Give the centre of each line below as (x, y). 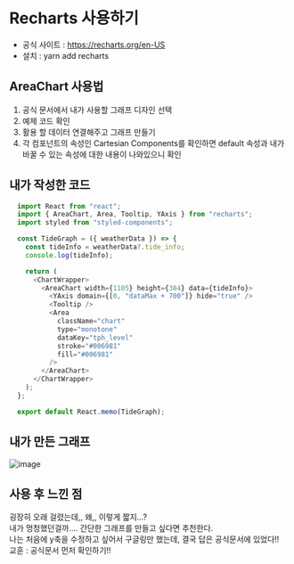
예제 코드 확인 (46, 120)
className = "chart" (91, 322)
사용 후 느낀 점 (46, 494)
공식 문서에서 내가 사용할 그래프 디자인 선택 (97, 110)
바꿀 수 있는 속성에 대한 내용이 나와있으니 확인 (102, 154)
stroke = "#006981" (89, 346)
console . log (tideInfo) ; (69, 255)
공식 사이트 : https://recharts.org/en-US (94, 45)
